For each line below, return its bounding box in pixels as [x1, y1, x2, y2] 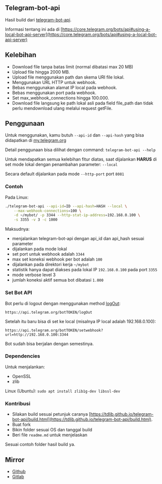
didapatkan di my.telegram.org [5, 138, 67, 143]
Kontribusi [5, 400, 31, 407]
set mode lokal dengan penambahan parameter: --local [5, 161, 118, 167]
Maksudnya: [5, 226, 30, 232]
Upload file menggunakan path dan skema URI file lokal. [12, 74, 125, 80]
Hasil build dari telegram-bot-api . [5, 17, 72, 22]
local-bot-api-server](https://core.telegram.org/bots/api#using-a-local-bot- [5, 31, 157, 37]
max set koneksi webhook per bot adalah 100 [12, 256, 103, 262]
